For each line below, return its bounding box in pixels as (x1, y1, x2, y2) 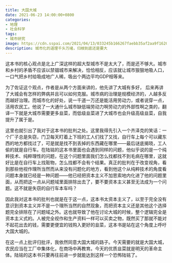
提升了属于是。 (5, 116, 37, 122)
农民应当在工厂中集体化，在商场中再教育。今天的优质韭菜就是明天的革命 (5, 245, 158, 252)
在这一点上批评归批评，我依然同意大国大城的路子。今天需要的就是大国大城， (5, 239, 167, 245)
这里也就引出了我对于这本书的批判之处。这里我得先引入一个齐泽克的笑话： (5, 127, 162, 134)
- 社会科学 (5, 27, 26, 32)
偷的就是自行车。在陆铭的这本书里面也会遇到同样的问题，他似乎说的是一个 (5, 146, 162, 153)
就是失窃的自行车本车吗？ (23, 185, 77, 191)
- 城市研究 (5, 36, 26, 42)
